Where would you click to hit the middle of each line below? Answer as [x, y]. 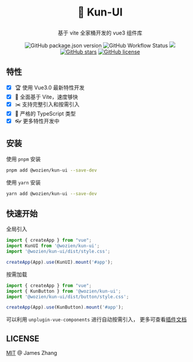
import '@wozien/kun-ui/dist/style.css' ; [58, 252]
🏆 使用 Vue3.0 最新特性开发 [50, 88]
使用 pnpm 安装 [24, 159]
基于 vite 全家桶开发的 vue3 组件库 [100, 33]
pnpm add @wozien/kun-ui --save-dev [52, 170]
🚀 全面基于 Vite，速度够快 [46, 96]
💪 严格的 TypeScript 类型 [45, 113]
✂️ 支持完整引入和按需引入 [47, 104]
